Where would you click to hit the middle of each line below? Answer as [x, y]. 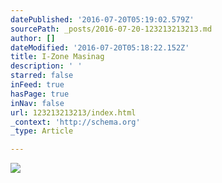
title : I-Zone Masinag [57, 57]
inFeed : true [37, 85]
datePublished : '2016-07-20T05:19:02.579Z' [102, 19]
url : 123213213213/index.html [73, 112]
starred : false [42, 76]
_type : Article [42, 131]
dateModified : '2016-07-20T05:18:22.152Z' [100, 47]
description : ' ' [46, 66]
